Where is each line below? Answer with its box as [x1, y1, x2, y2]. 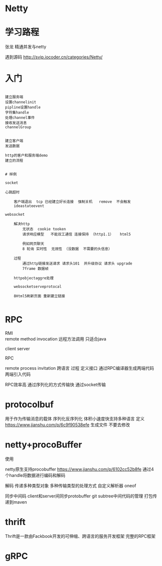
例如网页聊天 [22, 242, 45, 246]
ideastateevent [14, 204, 45, 208]
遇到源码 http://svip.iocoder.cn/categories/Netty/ [5, 54, 103, 60]
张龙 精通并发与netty [5, 44, 47, 50]
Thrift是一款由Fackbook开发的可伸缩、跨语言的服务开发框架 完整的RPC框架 [5, 533, 156, 539]
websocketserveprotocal [14, 284, 62, 289]
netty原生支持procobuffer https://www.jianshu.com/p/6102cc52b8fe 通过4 [5, 466, 154, 472]
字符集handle [5, 110, 29, 115]
